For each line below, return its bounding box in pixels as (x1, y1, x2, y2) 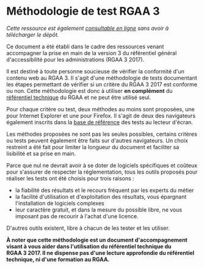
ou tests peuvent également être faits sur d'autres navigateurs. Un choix (6, 136, 188, 144)
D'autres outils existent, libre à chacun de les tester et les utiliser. (6, 224, 170, 232)
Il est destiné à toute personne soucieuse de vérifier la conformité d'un (6, 67, 185, 75)
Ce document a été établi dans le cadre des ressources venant (6, 43, 164, 50)
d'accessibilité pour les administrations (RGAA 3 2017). (6, 56, 145, 63)
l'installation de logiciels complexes (15, 199, 105, 207)
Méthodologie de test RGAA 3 (6, 4, 160, 18)
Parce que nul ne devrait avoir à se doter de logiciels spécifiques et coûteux (6, 161, 197, 169)
